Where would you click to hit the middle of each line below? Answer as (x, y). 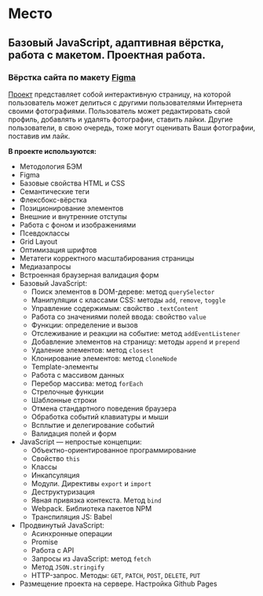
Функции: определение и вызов (85, 325)
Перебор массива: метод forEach (87, 383)
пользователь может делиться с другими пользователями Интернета (126, 102)
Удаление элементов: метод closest (92, 349)
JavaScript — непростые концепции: (80, 441)
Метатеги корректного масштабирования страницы (107, 258)
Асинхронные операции (71, 533)
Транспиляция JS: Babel (71, 517)
